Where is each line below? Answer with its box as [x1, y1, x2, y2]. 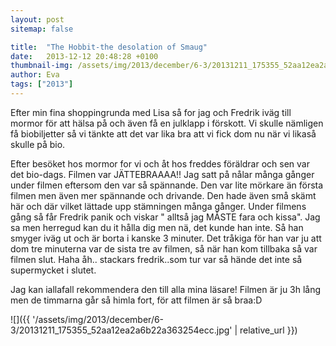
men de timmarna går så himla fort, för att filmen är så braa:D [10, 294, 263, 306]
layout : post [10, 14, 65, 25]
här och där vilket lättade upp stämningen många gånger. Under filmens [10, 200, 307, 212]
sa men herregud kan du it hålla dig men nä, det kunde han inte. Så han [10, 221, 304, 233]
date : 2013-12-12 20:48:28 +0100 [10, 51, 159, 61]
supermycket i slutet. [10, 264, 97, 276]
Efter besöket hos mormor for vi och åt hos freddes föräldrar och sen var [10, 157, 310, 170]
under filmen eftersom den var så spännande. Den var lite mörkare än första [10, 179, 324, 191]
